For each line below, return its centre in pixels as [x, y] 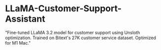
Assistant [25, 19]
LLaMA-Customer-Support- [63, 9]
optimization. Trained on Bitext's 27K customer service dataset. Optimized [81, 38]
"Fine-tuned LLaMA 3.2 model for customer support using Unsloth [73, 32]
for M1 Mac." [18, 43]
